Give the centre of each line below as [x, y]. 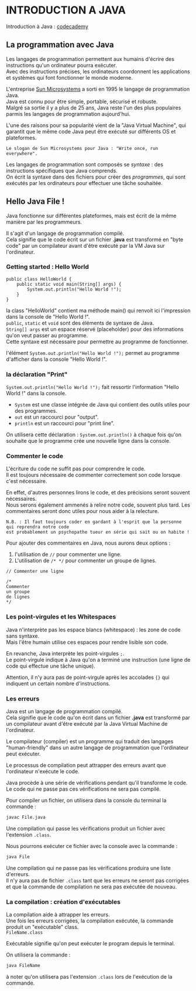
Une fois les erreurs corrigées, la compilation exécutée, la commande [90, 921]
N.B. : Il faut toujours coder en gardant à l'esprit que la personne [94, 522]
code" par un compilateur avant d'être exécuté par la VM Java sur [85, 245]
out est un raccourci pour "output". [56, 417]
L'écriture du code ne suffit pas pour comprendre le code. [76, 469]
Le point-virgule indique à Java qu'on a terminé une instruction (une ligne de [98, 659]
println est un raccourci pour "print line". [65, 423]
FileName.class [25, 933]
